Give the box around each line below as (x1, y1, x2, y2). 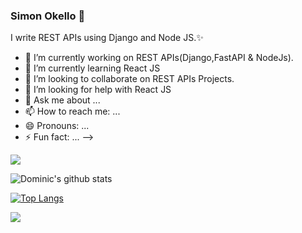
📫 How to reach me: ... (24, 105, 121, 118)
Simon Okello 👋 (10, 9, 86, 23)
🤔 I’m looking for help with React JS (24, 84, 172, 96)
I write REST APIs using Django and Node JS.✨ (10, 32, 204, 44)
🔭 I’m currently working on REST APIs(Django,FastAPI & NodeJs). (24, 52, 294, 64)
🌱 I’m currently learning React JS (24, 62, 161, 74)
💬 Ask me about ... (24, 94, 101, 106)
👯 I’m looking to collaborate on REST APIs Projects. (24, 73, 235, 85)
